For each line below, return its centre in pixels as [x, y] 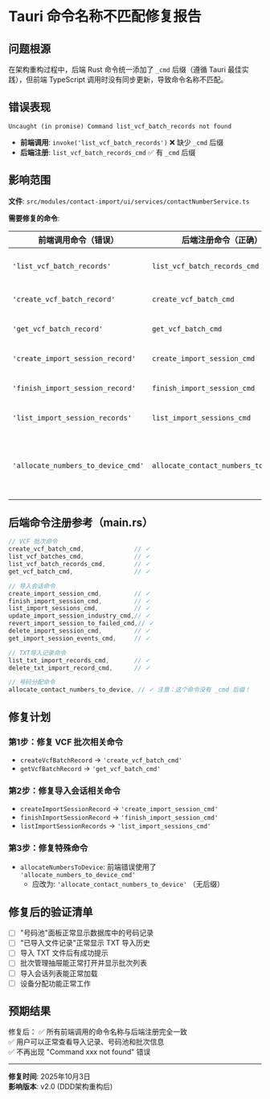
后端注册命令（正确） [222, 240]
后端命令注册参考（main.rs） [81, 523]
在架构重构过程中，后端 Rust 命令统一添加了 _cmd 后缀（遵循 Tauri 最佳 [125, 70]
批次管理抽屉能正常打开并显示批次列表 [83, 963]
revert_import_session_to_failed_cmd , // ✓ [81, 624]
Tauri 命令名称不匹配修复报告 [105, 16]
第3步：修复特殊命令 [48, 848]
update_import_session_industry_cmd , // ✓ [80, 616]
